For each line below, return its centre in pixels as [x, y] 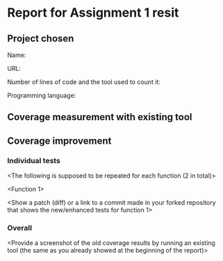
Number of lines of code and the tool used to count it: [84, 82]
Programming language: [42, 95]
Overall [20, 228]
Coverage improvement [59, 141]
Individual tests [34, 160]
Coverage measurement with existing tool [100, 117]
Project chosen [41, 39]
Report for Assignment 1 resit [93, 13]
